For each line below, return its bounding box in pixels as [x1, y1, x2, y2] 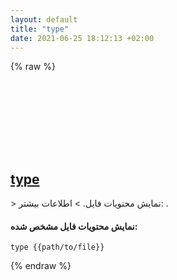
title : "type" [10, 24, 70, 34]
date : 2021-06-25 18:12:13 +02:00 [10, 33, 155, 43]
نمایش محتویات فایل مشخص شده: [10, 220, 138, 232]
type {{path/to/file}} [10, 242, 105, 253]
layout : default [10, 14, 78, 25]
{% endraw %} [10, 260, 72, 272]
